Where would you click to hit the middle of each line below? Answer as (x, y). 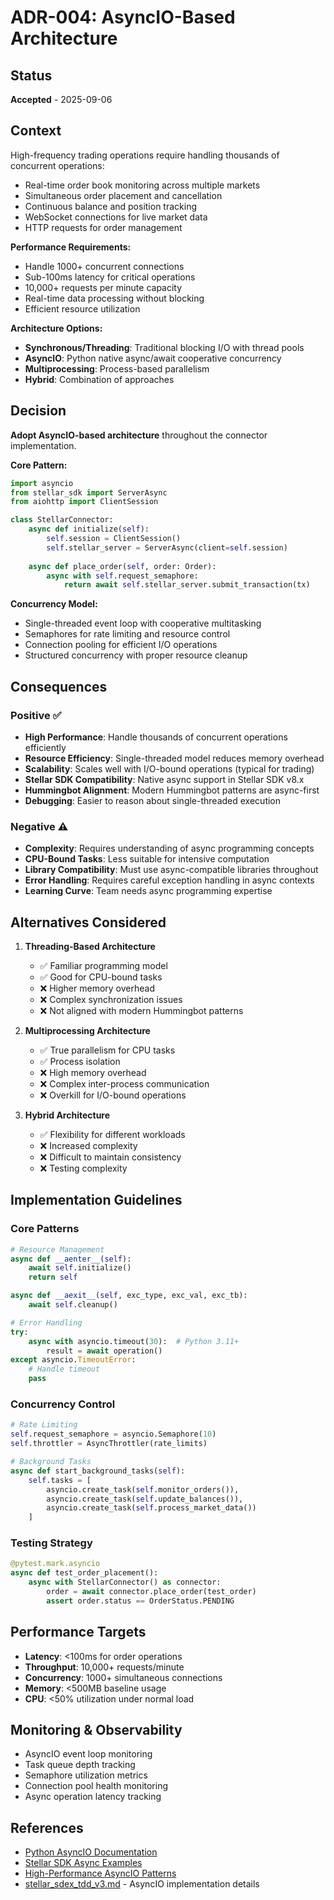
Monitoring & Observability (96, 1730)
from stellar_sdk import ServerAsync (89, 492)
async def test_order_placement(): (84, 1573)
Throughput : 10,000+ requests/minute (104, 1667)
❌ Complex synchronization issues (111, 1000)
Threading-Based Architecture (90, 947)
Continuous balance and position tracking (111, 206)
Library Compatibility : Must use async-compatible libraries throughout (171, 870)
